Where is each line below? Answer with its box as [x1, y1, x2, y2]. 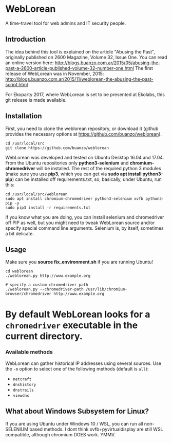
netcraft [12, 376, 32, 382]
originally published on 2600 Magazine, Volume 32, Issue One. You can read [5, 54, 167, 60]
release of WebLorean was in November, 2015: [5, 70, 104, 77]
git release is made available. [5, 97, 67, 103]
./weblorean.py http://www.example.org [5, 273, 91, 279]
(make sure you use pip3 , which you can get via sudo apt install [5, 171, 142, 177]
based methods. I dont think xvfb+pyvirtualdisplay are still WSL [29, 426, 163, 432]
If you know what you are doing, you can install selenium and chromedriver [5, 214, 164, 220]
